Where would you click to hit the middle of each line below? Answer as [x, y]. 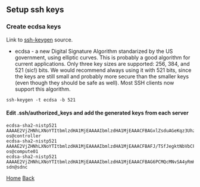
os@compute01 [22, 151]
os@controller [24, 136]
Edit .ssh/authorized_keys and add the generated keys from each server [97, 113]
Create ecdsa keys [34, 27]
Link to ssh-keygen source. [40, 39]
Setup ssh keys [35, 10]
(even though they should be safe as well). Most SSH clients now [94, 83]
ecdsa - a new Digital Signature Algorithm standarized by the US [94, 51]
